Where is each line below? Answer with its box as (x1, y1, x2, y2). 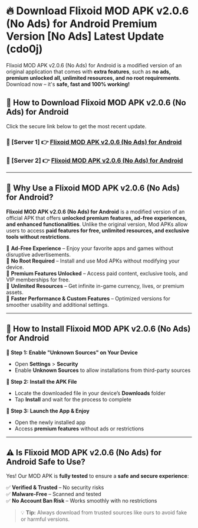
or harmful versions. (20, 516, 70, 523)
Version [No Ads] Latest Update (6, 30, 164, 43)
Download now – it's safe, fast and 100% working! (6, 80, 130, 88)
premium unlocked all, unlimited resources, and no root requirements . (6, 74, 181, 81)
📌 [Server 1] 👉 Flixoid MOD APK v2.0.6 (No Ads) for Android (6, 138, 182, 146)
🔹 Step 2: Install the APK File (6, 378, 77, 385)
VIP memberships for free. (6, 276, 70, 283)
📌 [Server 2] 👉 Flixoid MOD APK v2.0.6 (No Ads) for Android (6, 156, 183, 164)
